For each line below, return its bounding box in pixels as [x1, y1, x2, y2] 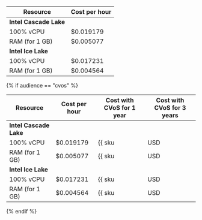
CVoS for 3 [154, 104, 186, 111]
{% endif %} [6, 208, 37, 215]
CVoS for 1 [103, 104, 136, 111]
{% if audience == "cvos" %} [6, 82, 78, 89]
